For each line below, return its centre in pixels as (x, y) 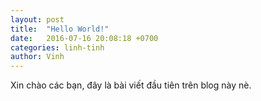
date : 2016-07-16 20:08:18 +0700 (84, 38)
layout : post (37, 19)
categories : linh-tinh (57, 47)
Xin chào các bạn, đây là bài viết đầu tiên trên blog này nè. (131, 85)
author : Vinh (37, 57)
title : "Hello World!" (60, 29)
